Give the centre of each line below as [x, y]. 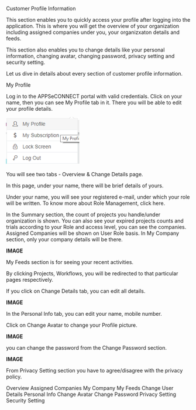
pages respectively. [30, 280]
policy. [14, 377]
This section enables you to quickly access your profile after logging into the [98, 20]
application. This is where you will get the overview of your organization [93, 26]
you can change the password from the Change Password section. [87, 348]
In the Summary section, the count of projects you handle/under [83, 214]
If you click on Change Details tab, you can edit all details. [76, 291]
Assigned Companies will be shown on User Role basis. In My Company [93, 233]
